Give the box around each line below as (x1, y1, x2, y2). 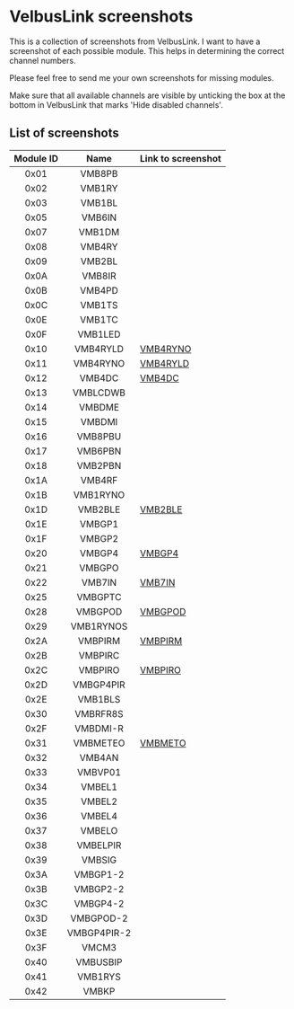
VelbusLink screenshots (9, 6, 194, 27)
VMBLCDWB (73, 386, 126, 399)
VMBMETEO (73, 737, 125, 749)
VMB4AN (79, 751, 119, 764)
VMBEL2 (80, 795, 118, 808)
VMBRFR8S (74, 707, 124, 720)
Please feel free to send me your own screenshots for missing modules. (9, 72, 274, 83)
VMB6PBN (76, 445, 122, 457)
